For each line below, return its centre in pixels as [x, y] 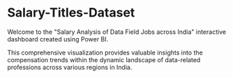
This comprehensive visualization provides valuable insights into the [105, 52]
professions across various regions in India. [70, 67]
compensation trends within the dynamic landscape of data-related [104, 59]
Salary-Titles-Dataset [71, 13]
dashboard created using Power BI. [58, 39]
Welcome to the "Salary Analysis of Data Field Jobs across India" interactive [117, 32]
